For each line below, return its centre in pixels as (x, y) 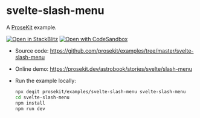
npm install (30, 103)
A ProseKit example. (31, 27)
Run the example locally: (46, 80)
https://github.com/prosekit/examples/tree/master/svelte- (122, 51)
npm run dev (30, 109)
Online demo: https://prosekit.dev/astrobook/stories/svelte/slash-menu (103, 69)
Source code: (32, 51)
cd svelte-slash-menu (42, 97)
